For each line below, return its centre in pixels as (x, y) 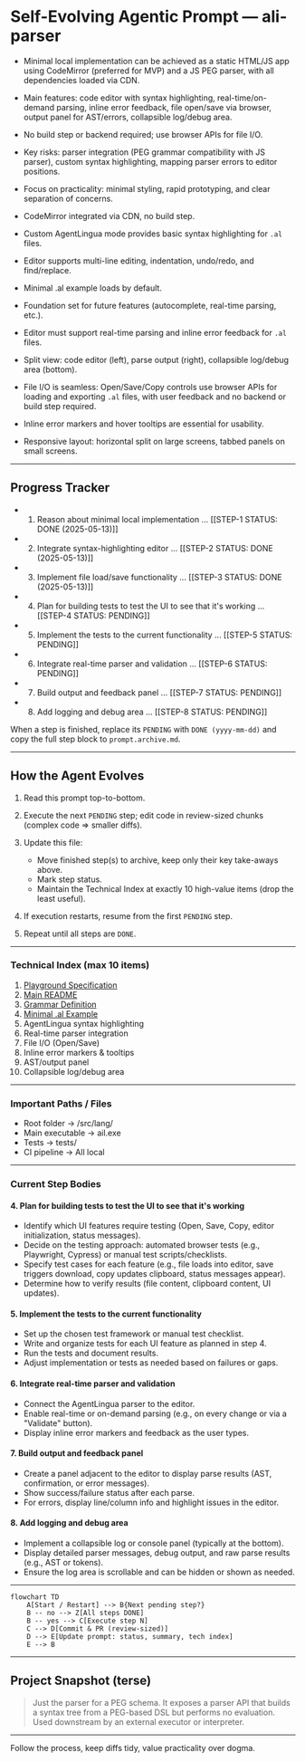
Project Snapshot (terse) (81, 1681)
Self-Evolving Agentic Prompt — (134, 17)
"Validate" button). (58, 1422)
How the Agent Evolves (77, 776)
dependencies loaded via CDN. (81, 80)
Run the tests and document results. (91, 1353)
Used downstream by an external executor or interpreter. (138, 1721)
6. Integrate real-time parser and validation (93, 1384)
